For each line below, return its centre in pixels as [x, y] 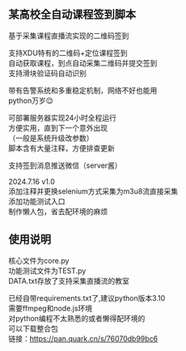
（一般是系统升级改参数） [51, 138]
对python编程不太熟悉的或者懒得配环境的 [77, 318]
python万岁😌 [31, 101]
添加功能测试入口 [37, 201]
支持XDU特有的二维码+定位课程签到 [68, 53]
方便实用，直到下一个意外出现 [58, 127]
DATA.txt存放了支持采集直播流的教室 [69, 280]
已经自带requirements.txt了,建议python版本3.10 [87, 297]
